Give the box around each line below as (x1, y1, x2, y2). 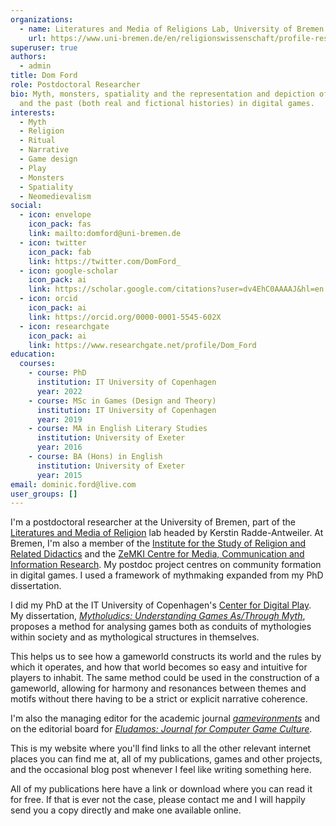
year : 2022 (36, 386, 83, 396)
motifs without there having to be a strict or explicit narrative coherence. (10, 693, 308, 705)
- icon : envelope (19, 210, 92, 220)
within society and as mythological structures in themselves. (10, 631, 260, 643)
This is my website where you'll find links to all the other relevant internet (10, 742, 312, 755)
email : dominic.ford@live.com (10, 479, 137, 490)
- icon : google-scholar (19, 266, 118, 276)
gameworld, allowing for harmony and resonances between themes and (10, 682, 307, 695)
